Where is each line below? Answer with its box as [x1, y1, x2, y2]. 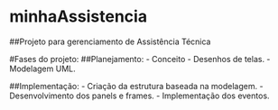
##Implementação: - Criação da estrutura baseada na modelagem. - [9, 80, 264, 91]
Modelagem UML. [9, 63, 76, 74]
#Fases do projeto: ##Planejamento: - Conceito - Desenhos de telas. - [9, 53, 271, 64]
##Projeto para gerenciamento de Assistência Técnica [9, 36, 211, 47]
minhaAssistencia [9, 6, 147, 27]
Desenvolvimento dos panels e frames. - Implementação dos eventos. [9, 90, 270, 101]
